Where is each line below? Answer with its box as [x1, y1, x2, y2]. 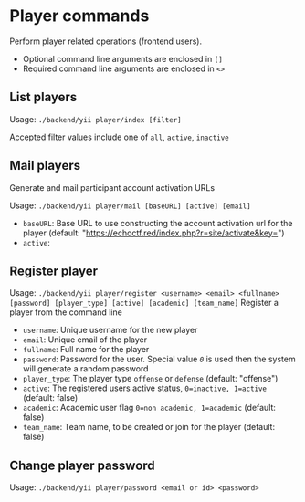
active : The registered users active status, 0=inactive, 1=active [22, 382, 268, 393]
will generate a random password [22, 363, 149, 374]
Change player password [9, 457, 155, 473]
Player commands [9, 5, 150, 26]
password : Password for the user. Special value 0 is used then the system [22, 353, 296, 365]
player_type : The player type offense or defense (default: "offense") [22, 373, 279, 384]
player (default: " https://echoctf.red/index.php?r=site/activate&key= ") [22, 227, 285, 238]
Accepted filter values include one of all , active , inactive [9, 131, 230, 142]
